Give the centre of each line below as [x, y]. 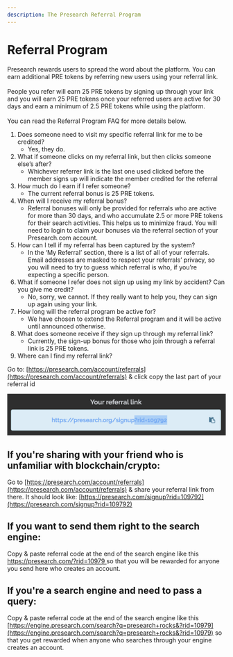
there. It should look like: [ [44, 497]
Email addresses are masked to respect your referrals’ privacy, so [121, 260]
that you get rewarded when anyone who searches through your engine [110, 640]
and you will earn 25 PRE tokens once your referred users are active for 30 [114, 99]
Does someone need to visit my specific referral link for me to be [110, 134]
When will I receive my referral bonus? [72, 201]
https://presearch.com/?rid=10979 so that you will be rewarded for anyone [113, 561]
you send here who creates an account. [64, 569]
